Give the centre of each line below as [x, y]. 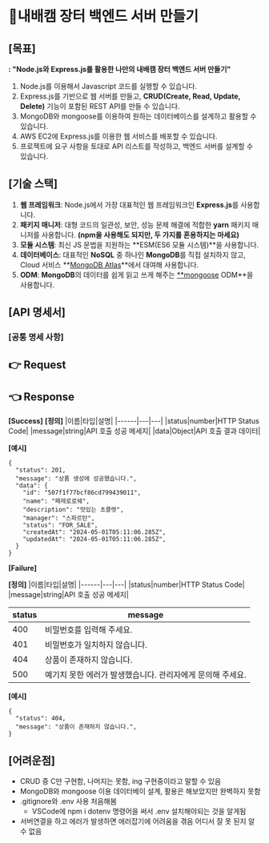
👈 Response [41, 397]
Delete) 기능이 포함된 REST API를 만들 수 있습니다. [100, 106]
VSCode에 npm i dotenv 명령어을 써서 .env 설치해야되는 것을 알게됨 [139, 811]
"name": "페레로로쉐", [56, 501]
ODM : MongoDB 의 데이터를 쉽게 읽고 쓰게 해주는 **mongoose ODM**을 [137, 275]
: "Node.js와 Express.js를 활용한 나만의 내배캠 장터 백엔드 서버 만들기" [120, 69]
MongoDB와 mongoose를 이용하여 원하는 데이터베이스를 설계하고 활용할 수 [138, 116]
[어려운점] [32, 760]
